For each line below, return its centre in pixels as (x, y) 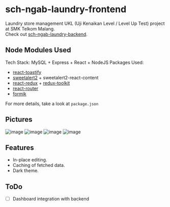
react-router (25, 88)
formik (19, 94)
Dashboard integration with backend (51, 199)
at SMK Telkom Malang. (30, 28)
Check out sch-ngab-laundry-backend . (46, 34)
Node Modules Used (38, 50)
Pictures (19, 119)
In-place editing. (30, 160)
